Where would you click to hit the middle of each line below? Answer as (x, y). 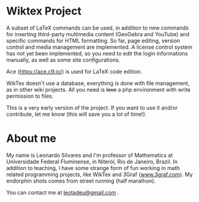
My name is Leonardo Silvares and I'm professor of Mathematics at (90, 155)
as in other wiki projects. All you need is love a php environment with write (99, 89)
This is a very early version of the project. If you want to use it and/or (92, 107)
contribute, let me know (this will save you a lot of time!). (76, 114)
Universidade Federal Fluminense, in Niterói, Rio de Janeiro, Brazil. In (92, 162)
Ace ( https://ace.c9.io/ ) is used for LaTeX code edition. (74, 71)
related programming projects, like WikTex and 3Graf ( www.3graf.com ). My (99, 174)
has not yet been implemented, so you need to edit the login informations (97, 53)
